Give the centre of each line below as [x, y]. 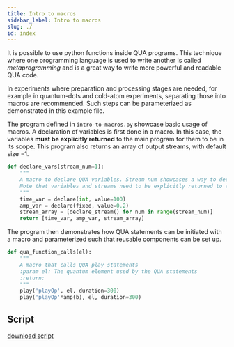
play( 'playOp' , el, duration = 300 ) [70, 291]
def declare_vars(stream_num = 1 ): [56, 167]
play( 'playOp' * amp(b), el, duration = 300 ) [80, 298]
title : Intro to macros [42, 14]
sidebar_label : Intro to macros [54, 20]
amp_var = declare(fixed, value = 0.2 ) [75, 206]
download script [31, 336]
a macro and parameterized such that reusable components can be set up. [114, 239]
